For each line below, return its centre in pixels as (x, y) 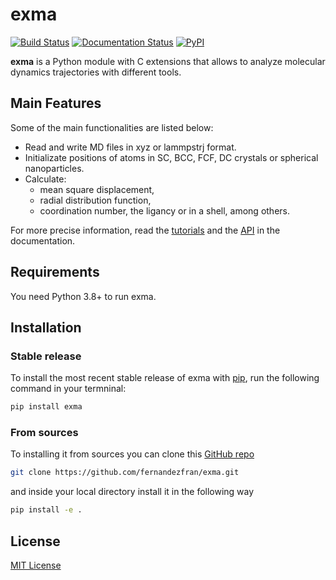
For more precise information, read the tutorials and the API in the (145, 230)
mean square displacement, (97, 189)
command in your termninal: (68, 389)
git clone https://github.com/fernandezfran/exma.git (125, 473)
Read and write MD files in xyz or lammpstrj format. (130, 147)
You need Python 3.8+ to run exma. (83, 296)
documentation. (43, 240)
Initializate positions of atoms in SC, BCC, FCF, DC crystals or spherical (171, 157)
